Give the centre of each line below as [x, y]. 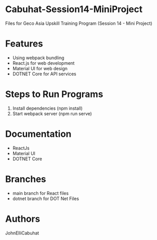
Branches [26, 179]
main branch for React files [41, 193]
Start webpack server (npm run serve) [52, 113]
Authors [23, 219]
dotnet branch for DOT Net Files [46, 199]
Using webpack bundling [38, 58]
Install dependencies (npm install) [48, 108]
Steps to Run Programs [54, 94]
